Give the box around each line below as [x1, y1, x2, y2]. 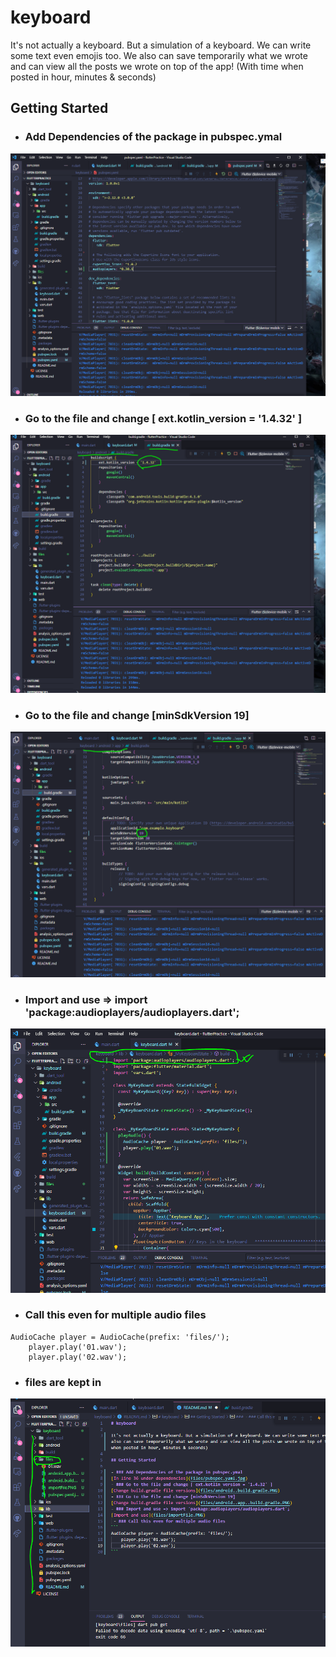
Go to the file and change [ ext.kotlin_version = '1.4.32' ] [24, 411, 303, 425]
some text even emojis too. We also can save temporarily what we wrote [10, 49, 308, 61]
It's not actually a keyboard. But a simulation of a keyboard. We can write [10, 39, 312, 51]
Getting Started [10, 100, 109, 117]
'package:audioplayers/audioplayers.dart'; [24, 1005, 240, 1019]
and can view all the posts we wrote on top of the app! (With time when [10, 60, 304, 72]
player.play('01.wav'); [28, 1342, 128, 1352]
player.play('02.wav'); [28, 1352, 128, 1362]
